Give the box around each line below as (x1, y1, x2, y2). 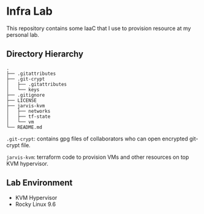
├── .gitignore (6, 92, 45, 98)
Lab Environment (6, 178, 73, 188)
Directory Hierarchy (6, 49, 84, 59)
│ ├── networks (6, 108, 51, 114)
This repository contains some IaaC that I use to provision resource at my (6, 25, 191, 32)
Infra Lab (6, 4, 53, 18)
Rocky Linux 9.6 (15, 201, 56, 208)
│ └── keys (6, 86, 40, 93)
